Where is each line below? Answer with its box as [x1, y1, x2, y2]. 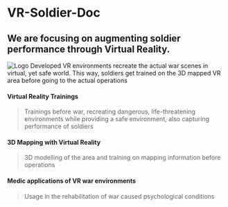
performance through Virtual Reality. [7, 43, 170, 55]
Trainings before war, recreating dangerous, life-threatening [24, 107, 196, 116]
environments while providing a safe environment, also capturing [24, 115, 210, 123]
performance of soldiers [24, 123, 94, 131]
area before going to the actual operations [7, 76, 128, 84]
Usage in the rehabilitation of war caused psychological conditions [24, 192, 215, 200]
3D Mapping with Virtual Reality [7, 138, 101, 146]
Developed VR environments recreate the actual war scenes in [30, 62, 209, 70]
